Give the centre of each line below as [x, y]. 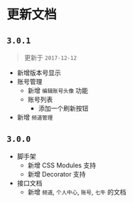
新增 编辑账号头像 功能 [58, 90]
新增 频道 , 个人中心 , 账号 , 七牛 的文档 [77, 192]
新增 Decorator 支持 [57, 174]
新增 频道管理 [35, 117]
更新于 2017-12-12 [50, 57]
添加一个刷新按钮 [63, 108]
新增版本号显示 [39, 73]
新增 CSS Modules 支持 [62, 165]
